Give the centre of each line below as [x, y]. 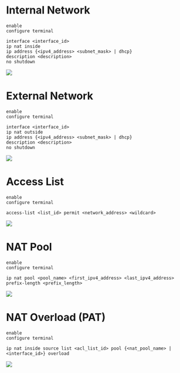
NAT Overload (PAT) [56, 317]
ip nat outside [25, 132]
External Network [50, 96]
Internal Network [48, 10]
